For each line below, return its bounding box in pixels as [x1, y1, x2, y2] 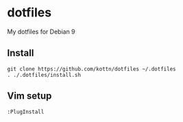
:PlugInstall [7, 108, 45, 115]
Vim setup [7, 90, 52, 102]
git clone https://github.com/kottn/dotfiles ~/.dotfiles [7, 65, 176, 73]
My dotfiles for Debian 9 [7, 27, 75, 36]
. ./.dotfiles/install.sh [7, 71, 81, 78]
